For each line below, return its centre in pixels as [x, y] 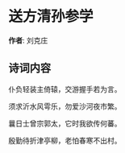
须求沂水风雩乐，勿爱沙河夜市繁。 [65, 106]
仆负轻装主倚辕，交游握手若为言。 [65, 89]
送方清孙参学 [51, 17]
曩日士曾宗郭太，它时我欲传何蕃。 [65, 123]
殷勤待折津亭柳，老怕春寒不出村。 [65, 140]
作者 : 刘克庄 [28, 40]
